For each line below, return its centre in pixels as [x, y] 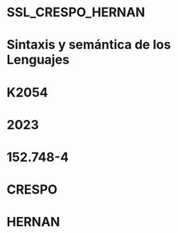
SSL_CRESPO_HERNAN [76, 12]
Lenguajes [38, 60]
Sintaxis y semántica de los [89, 45]
